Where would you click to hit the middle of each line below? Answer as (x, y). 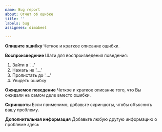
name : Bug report (23, 10)
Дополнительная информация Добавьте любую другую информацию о (81, 119)
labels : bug (17, 23)
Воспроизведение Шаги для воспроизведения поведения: (67, 55)
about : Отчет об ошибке (29, 14)
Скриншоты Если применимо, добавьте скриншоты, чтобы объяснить (79, 105)
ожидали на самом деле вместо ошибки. (48, 95)
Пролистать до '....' (32, 75)
